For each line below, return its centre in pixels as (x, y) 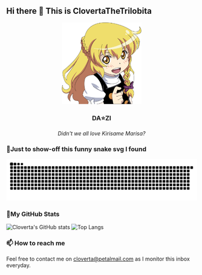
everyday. (19, 265)
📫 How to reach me (36, 244)
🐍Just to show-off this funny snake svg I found (77, 149)
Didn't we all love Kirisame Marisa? (102, 134)
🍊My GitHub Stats (33, 214)
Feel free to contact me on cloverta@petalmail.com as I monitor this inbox (98, 259)
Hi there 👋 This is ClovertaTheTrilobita (79, 11)
